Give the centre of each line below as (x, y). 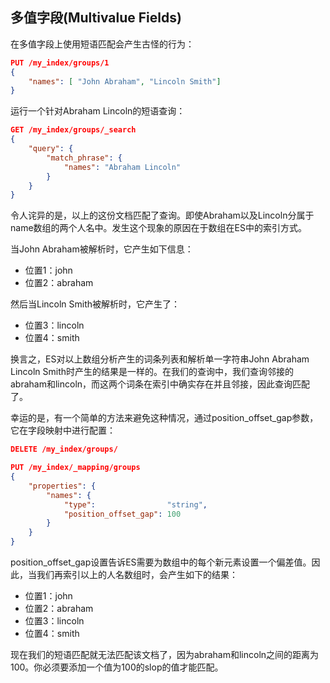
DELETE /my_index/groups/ (64, 449)
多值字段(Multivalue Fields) (96, 18)
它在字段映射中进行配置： (63, 430)
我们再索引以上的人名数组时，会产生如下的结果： (137, 575)
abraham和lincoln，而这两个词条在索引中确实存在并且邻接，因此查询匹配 (160, 384)
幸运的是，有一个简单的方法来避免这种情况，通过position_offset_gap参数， (164, 418)
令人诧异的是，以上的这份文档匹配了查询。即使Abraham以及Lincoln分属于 (162, 215)
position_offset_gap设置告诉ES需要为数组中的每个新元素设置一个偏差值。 (161, 562)
